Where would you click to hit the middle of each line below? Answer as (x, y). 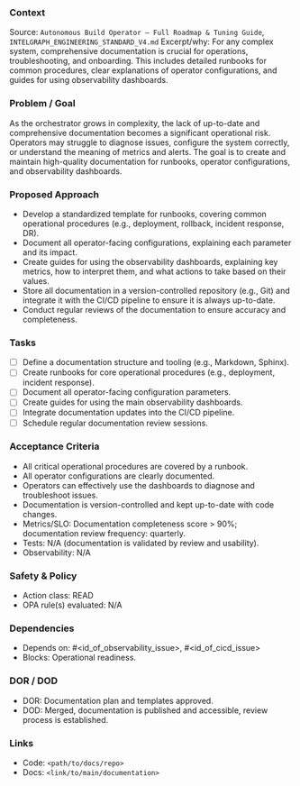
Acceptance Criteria (55, 446)
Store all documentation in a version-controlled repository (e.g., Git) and (156, 290)
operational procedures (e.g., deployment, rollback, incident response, (153, 224)
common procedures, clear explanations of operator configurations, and (143, 70)
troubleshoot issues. (60, 495)
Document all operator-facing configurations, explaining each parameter (157, 242)
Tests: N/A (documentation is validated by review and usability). (141, 543)
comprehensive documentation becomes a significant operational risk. (140, 133)
